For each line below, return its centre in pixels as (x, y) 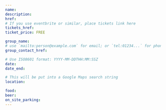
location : (15, 82)
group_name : (17, 41)
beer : (11, 95)
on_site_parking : (23, 100)
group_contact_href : (26, 50)
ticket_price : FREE (25, 32)
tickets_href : (20, 28)
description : (19, 14)
